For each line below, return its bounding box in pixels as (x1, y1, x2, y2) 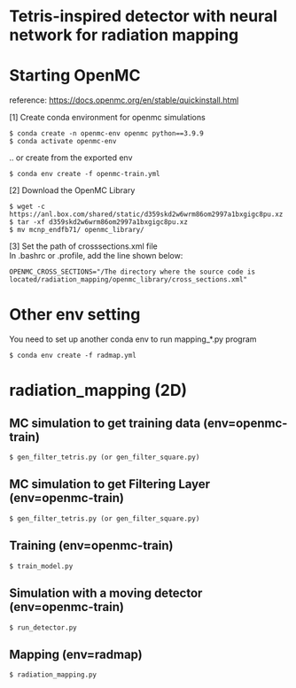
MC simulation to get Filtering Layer (9, 476, 211, 492)
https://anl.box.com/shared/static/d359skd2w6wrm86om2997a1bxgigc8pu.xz (9, 210, 284, 219)
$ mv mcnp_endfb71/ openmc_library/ (9, 226, 144, 235)
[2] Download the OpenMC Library (9, 185, 136, 196)
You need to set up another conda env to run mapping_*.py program (9, 334, 257, 344)
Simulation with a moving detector (9, 586, 203, 601)
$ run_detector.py (9, 622, 77, 632)
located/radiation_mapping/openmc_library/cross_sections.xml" (9, 275, 248, 284)
